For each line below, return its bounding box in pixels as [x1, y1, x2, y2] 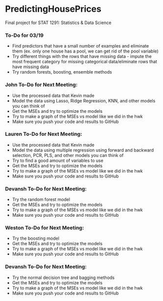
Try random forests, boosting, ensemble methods [12, 69, 112, 75]
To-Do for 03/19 [5, 32, 44, 39]
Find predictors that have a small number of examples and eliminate [12, 43, 149, 49]
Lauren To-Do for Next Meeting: [5, 131, 82, 138]
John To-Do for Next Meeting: [5, 81, 78, 88]
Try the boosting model [12, 235, 60, 241]
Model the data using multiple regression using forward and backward [12, 147, 154, 153]
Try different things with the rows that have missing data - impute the [12, 53, 152, 59]
